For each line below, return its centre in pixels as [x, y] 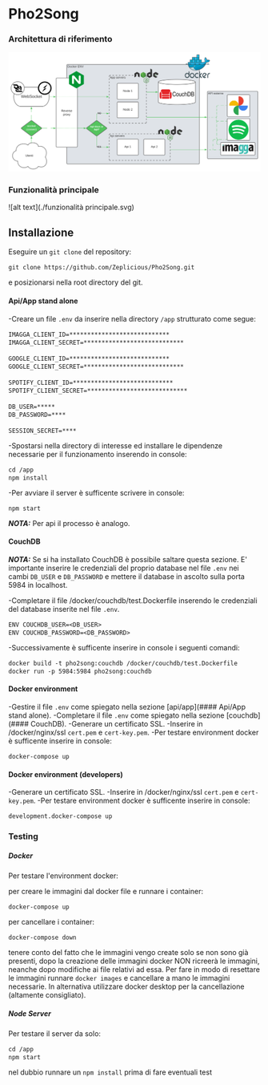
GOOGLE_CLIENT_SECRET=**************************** [96, 366]
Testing [23, 836]
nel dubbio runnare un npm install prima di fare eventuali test [110, 1072]
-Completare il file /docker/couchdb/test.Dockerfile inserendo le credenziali [133, 600]
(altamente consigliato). [47, 995]
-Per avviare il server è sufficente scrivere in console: [96, 492]
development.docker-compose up [60, 816]
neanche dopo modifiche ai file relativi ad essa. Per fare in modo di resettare [134, 970]
